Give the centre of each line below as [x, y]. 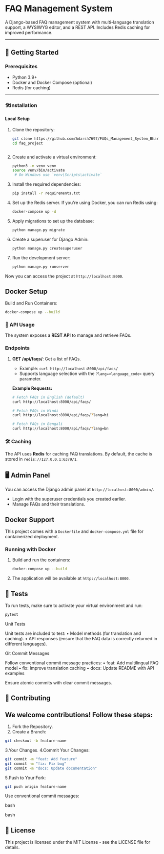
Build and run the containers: [41, 560]
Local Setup [18, 119]
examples [15, 673]
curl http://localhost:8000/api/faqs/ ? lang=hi [60, 415]
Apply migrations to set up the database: [53, 221]
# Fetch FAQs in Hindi [35, 411]
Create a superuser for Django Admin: [50, 239]
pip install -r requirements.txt [46, 193]
